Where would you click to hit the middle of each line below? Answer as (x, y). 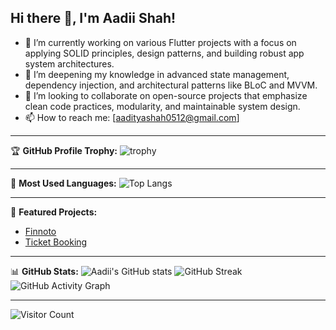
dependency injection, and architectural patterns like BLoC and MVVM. (171, 85)
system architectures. (69, 63)
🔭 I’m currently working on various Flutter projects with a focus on (160, 42)
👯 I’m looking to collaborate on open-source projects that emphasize (166, 95)
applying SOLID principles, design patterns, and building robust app (164, 53)
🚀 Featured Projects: (54, 212)
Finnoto (40, 231)
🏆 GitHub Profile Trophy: (64, 150)
